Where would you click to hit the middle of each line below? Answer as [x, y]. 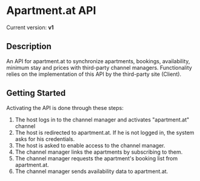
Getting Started [36, 93]
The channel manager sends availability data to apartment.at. [92, 171]
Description [29, 46]
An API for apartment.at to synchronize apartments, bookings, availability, [98, 61]
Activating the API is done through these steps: [65, 108]
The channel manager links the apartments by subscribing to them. [99, 152]
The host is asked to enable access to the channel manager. [90, 145]
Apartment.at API [51, 11]
